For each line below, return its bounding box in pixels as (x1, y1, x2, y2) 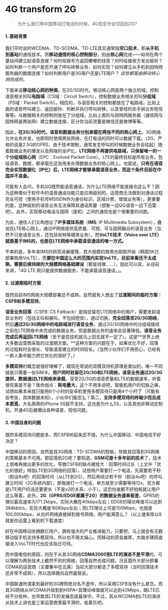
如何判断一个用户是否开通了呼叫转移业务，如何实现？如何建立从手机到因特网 (5, 64, 163, 70)
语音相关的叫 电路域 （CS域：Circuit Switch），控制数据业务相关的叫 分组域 (5, 94, 156, 100)
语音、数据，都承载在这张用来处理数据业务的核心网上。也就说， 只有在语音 (9, 160, 163, 166)
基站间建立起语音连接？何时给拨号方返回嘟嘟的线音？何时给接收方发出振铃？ (5, 58, 163, 64)
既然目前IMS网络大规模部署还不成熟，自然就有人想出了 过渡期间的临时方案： (5, 292, 162, 298)
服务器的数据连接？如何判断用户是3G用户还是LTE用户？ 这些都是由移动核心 (5, 70, 160, 76)
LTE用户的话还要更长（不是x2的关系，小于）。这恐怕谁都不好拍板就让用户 (9, 486, 160, 492)
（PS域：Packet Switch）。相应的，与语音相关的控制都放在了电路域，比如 (5, 100, 156, 106)
